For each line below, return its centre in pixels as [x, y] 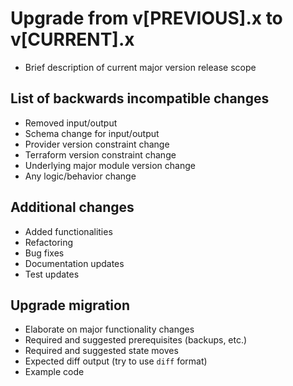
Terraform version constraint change [100, 154]
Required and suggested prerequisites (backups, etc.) [136, 340]
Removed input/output [71, 123]
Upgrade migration [70, 305]
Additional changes [72, 207]
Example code [54, 372]
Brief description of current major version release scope [140, 67]
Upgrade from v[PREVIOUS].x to [146, 18]
